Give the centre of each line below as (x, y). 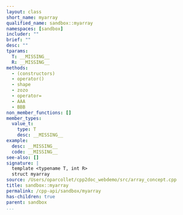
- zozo (20, 90)
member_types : (24, 118)
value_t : (23, 124)
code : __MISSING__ (35, 152)
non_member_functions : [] (39, 113)
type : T (27, 129)
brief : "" (19, 40)
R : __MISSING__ (31, 62)
